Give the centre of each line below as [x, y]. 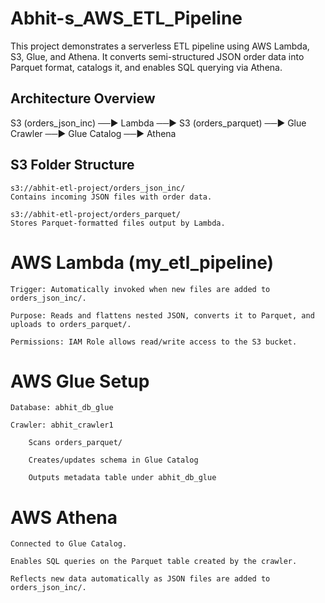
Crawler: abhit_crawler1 [62, 425]
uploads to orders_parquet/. [71, 324]
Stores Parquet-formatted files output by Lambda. [118, 223]
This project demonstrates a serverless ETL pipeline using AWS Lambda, [160, 46]
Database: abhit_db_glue [62, 408]
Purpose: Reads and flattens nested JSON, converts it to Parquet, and [162, 315]
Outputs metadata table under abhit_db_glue [122, 478]
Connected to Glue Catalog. [69, 544]
